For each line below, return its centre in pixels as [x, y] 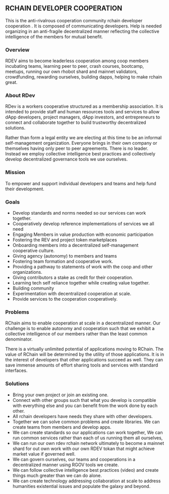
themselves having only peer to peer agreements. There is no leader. [77, 148]
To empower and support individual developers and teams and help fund [81, 183]
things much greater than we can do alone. [57, 475]
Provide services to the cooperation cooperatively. [65, 299]
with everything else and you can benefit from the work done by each [85, 405]
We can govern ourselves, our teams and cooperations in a [74, 459]
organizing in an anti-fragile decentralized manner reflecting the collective [82, 31]
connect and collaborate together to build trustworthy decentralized [76, 122]
